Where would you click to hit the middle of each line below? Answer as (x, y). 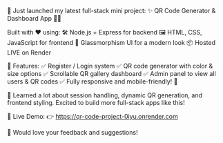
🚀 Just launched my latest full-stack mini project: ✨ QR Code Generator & (111, 11)
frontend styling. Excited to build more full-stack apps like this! (96, 103)
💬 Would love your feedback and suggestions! (72, 132)
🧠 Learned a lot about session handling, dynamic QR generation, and (105, 95)
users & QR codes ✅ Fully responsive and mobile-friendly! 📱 (93, 82)
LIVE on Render (29, 53)
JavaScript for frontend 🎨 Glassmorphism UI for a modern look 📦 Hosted (111, 42)
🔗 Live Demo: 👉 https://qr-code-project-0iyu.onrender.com (93, 116)
